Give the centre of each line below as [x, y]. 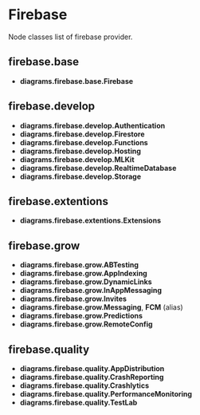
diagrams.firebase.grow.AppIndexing [83, 274]
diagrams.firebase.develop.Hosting [80, 151]
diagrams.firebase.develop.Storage [80, 176]
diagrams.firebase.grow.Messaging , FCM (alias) [101, 307]
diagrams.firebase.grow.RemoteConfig [86, 324]
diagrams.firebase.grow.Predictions [81, 316]
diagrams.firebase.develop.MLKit [77, 159]
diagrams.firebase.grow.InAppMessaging [90, 290]
